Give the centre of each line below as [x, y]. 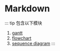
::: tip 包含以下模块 [24, 23]
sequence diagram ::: [33, 43]
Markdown [27, 9]
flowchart [22, 38]
